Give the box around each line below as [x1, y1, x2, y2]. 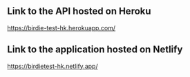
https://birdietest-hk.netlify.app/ [7, 62, 98, 70]
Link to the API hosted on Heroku [7, 5, 151, 17]
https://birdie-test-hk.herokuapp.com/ [7, 23, 116, 32]
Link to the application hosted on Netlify [7, 44, 183, 56]
